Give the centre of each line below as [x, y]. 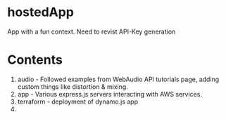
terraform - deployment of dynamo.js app [78, 101]
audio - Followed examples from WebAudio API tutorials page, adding [118, 79]
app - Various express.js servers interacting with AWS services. [110, 94]
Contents [35, 60]
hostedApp [40, 12]
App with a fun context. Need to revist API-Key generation [92, 31]
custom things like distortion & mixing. [73, 86]
